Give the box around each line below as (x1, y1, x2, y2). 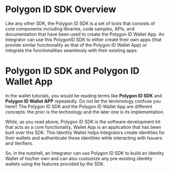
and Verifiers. (5, 140, 33, 146)
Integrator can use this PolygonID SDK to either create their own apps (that (5, 37, 162, 43)
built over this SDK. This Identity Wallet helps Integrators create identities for (5, 129, 165, 135)
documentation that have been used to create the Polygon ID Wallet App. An (5, 31, 165, 37)
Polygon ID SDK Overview (5, 4, 117, 15)
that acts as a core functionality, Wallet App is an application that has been (5, 124, 161, 130)
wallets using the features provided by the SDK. (5, 161, 105, 167)
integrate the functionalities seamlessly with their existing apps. (5, 47, 139, 53)
